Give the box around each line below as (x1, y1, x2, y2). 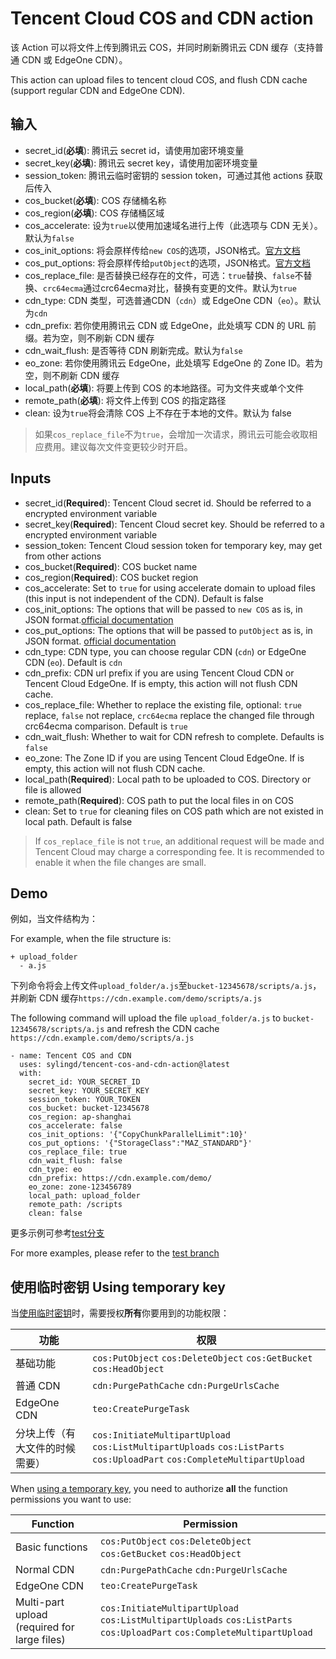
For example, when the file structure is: (10, 933, 172, 945)
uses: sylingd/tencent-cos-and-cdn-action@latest (19, 1060, 230, 1070)
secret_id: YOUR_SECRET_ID (28, 1077, 141, 1087)
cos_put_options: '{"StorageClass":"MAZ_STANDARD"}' (28, 1138, 253, 1149)
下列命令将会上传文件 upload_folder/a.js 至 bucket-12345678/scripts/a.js (10, 980, 313, 992)
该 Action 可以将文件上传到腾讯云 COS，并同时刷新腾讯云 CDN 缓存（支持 (10, 41, 315, 53)
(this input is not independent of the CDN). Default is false (24, 592, 264, 604)
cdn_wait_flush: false (28, 1156, 123, 1166)
